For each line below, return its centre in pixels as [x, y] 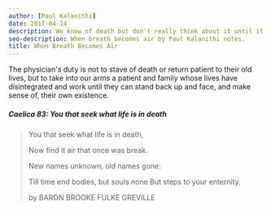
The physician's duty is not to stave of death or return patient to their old [130, 69]
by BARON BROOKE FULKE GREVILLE [92, 198]
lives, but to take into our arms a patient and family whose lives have [123, 78]
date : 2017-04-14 [38, 24]
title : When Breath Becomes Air [63, 46]
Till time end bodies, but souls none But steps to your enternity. [135, 182]
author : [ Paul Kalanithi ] [52, 16]
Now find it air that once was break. [88, 151]
